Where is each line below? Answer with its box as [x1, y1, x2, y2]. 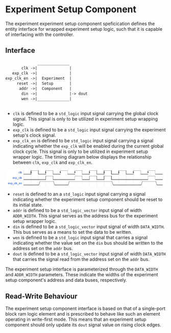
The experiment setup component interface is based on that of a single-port [5, 305, 166, 312]
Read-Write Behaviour [5, 292, 78, 300]
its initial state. [12, 202, 43, 208]
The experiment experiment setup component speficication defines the [5, 20, 155, 27]
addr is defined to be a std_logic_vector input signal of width [12, 207, 142, 213]
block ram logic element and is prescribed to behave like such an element [5, 311, 160, 317]
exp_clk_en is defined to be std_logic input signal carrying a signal [12, 137, 154, 144]
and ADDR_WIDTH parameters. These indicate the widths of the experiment [5, 272, 158, 278]
